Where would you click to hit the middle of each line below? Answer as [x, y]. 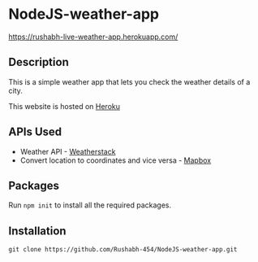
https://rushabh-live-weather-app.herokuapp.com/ [93, 37]
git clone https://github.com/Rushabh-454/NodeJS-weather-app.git [123, 250]
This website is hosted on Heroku [64, 106]
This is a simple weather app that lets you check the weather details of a [129, 81]
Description [39, 62]
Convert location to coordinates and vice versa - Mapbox [116, 160]
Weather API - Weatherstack [68, 151]
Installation [37, 231]
